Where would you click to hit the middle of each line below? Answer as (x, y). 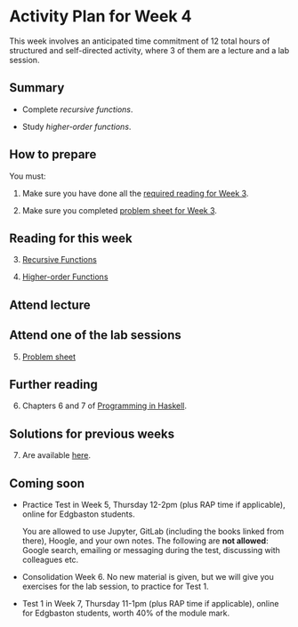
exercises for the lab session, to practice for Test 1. (115, 587)
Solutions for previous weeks (92, 434)
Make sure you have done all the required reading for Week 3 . (135, 193)
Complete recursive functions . (77, 109)
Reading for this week (71, 238)
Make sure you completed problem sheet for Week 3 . (120, 210)
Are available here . (56, 455)
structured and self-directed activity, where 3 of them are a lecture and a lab (149, 50)
